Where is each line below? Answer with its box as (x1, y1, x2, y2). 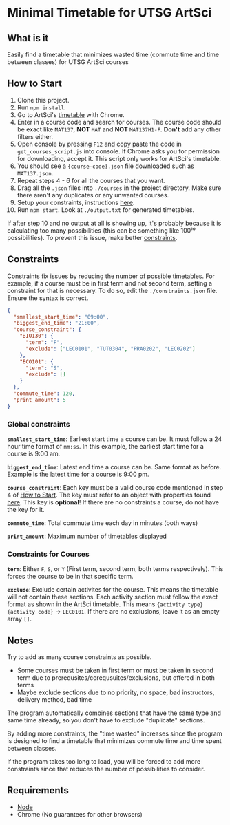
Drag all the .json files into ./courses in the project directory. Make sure (17, 184, 222, 192)
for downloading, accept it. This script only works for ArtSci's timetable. (17, 154, 222, 162)
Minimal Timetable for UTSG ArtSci (7, 5, 212, 21)
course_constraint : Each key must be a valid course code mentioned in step (7, 483, 224, 491)
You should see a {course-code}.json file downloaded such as (17, 162, 194, 170)
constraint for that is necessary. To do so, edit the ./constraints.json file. (7, 286, 218, 294)
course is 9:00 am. (7, 449, 61, 458)
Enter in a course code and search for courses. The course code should (17, 118, 222, 126)
